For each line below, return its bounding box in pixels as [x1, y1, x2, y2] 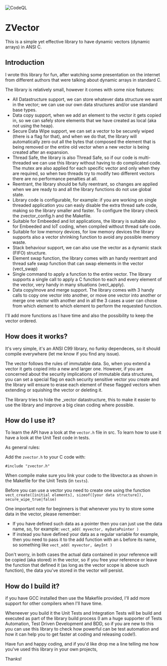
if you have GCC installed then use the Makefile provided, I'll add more [5, 595, 150, 601]
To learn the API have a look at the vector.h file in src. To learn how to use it [5, 429, 162, 436]
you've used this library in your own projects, [5, 646, 98, 653]
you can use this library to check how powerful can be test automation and [5, 626, 159, 632]
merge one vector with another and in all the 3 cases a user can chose [12, 297, 158, 304]
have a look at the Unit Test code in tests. [5, 435, 90, 441]
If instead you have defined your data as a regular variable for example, [12, 531, 160, 537]
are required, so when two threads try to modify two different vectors [12, 170, 155, 176]
